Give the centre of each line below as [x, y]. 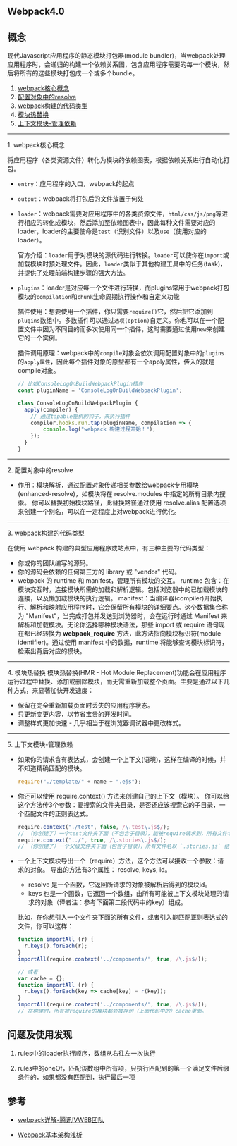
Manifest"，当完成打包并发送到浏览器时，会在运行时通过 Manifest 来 [128, 615]
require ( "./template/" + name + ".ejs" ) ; [79, 782]
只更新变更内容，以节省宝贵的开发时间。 [76, 714]
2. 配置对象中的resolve [40, 470]
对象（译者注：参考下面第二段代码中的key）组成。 [114, 902]
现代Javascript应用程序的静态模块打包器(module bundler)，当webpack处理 [116, 56]
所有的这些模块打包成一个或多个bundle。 [79, 73]
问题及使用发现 [40, 1035]
